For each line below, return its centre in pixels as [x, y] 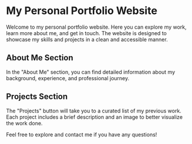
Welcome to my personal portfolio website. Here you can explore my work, [96, 27]
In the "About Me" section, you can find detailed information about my [91, 72]
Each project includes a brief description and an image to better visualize [95, 117]
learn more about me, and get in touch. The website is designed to [87, 33]
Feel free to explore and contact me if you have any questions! [82, 134]
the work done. [24, 123]
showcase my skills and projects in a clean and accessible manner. [87, 39]
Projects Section [37, 97]
